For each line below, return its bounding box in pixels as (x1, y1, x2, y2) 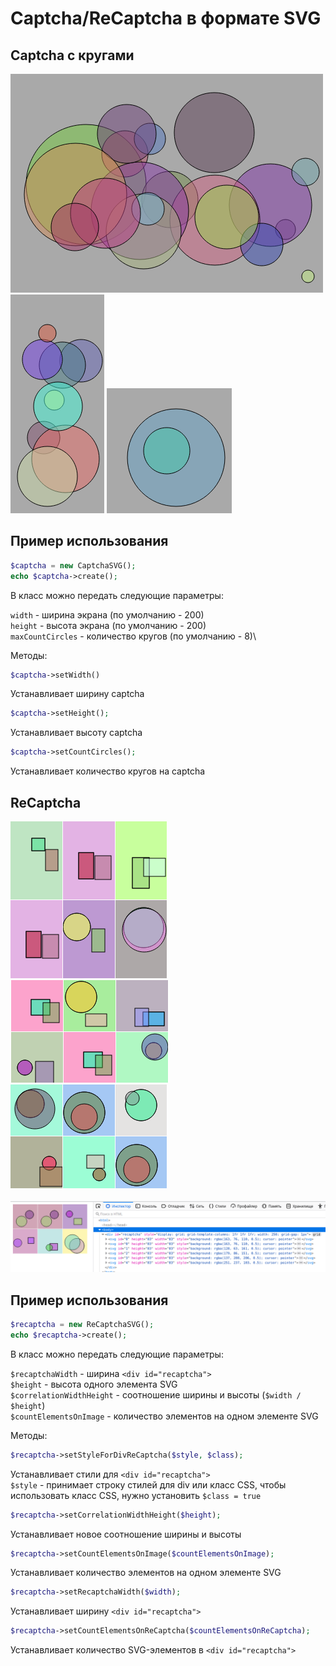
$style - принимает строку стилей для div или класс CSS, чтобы (10, 1478, 287, 1491)
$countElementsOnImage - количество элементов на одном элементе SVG (10, 1410, 319, 1422)
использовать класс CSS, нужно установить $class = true (10, 1489, 262, 1501)
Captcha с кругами (10, 47, 135, 64)
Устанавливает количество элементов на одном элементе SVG (10, 1567, 282, 1579)
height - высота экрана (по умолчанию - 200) (10, 619, 207, 631)
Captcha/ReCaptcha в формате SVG (10, 7, 322, 30)
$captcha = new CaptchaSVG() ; (10, 560, 137, 571)
